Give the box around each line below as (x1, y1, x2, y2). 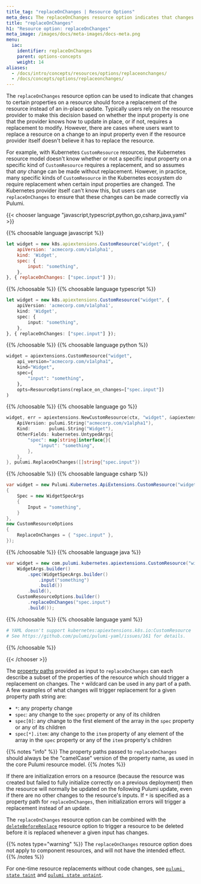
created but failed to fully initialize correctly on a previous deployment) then (6, 779, 193, 786)
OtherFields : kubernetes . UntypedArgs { (17, 431, 114, 437)
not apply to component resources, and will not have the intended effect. (6, 847, 186, 854)
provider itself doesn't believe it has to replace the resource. (6, 137, 155, 144)
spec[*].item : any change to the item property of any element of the (14, 730, 184, 737)
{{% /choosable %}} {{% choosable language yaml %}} (6, 615, 143, 623)
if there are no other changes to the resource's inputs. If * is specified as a (6, 791, 190, 799)
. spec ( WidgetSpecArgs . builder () (28, 572, 109, 578)
